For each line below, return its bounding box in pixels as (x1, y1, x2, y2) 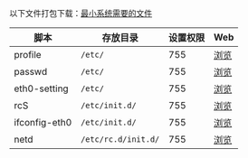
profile (14, 49, 43, 60)
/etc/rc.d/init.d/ (80, 135, 160, 144)
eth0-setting (14, 82, 70, 95)
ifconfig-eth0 (14, 116, 72, 128)
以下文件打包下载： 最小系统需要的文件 (9, 8, 152, 18)
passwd (14, 66, 48, 78)
